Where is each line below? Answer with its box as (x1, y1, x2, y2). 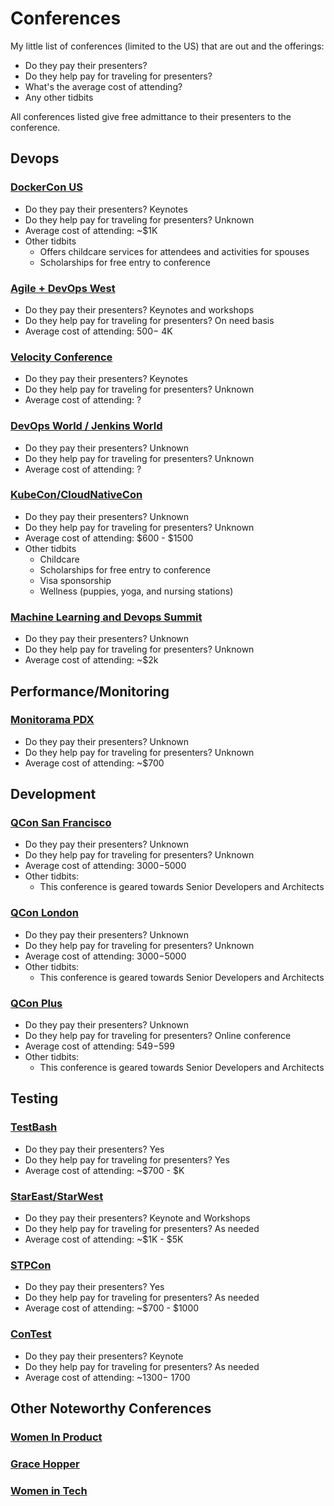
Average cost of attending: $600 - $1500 (24, 532, 194, 544)
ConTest (10, 1327, 52, 1341)
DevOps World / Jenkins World (10, 419, 163, 433)
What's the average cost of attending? (24, 80, 183, 92)
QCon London (10, 906, 79, 920)
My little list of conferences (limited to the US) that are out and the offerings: (10, 40, 325, 52)
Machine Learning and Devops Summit (10, 610, 203, 624)
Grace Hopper (10, 1457, 80, 1471)
